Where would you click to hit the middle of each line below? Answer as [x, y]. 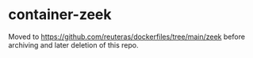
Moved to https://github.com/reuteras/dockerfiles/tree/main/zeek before [127, 37]
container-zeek [60, 15]
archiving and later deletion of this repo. [73, 44]
